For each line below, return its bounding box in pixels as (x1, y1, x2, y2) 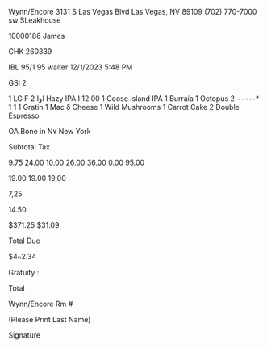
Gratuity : (8, 268, 40, 277)
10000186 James (8, 31, 65, 40)
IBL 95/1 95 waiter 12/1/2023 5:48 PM (8, 62, 133, 72)
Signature (8, 330, 41, 340)
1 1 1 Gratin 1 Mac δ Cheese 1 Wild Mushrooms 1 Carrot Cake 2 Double (8, 103, 240, 111)
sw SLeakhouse (8, 15, 62, 25)
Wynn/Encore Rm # (8, 299, 73, 308)
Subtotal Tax (8, 142, 51, 152)
